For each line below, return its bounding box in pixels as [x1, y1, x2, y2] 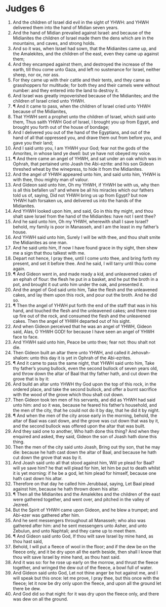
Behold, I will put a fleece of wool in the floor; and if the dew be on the [12, 543, 156, 549]
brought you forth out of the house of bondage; [12, 124, 110, 130]
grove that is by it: [12, 376, 50, 381]
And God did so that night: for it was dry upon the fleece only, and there [12, 591, 160, 597]
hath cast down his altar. [12, 475, 63, 481]
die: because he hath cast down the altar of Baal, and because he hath [12, 449, 157, 455]
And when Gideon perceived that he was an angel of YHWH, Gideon [12, 323, 152, 329]
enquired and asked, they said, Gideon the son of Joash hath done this [12, 433, 157, 439]
